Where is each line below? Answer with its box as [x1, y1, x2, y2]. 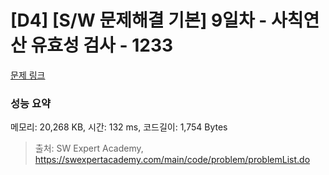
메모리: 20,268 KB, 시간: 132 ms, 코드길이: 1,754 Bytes [10, 121, 228, 133]
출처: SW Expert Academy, [34, 142, 144, 155]
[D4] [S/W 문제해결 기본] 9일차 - [10, 9, 268, 32]
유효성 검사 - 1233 [30, 34, 174, 57]
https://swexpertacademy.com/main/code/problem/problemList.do [34, 154, 311, 166]
